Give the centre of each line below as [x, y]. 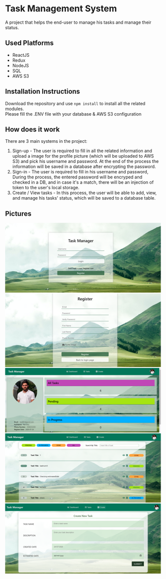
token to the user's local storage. [46, 188]
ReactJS [21, 55]
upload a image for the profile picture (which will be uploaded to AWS [83, 156]
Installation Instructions [43, 92]
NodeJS [21, 65]
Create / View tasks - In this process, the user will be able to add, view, [84, 193]
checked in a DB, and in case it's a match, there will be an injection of [83, 182]
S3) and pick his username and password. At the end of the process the [85, 162]
